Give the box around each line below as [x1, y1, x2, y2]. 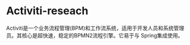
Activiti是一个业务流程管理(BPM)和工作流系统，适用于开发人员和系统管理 [6, 24, 185, 31]
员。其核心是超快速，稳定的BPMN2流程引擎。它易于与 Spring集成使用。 [6, 31, 183, 39]
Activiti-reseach [6, 4, 89, 18]
